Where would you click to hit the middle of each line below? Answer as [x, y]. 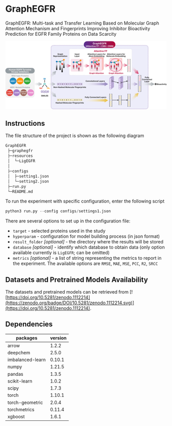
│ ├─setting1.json [28, 176]
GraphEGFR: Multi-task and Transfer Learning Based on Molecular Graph [82, 23]
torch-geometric [25, 402]
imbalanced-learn [27, 360]
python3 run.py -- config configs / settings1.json [58, 211]
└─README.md [20, 192]
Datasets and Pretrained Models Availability [77, 279]
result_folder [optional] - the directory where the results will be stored [88, 242]
